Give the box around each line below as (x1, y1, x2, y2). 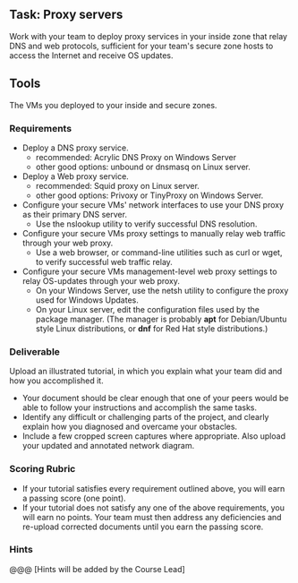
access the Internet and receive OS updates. (9, 49, 174, 61)
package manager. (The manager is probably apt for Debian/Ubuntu (35, 313, 287, 324)
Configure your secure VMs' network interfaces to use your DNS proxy (21, 199, 285, 210)
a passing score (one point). (21, 493, 127, 503)
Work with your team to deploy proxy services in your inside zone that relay (9, 30, 288, 41)
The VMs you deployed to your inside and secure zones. (9, 99, 217, 110)
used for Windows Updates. (35, 295, 139, 305)
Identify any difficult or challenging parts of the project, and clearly (21, 412, 269, 423)
